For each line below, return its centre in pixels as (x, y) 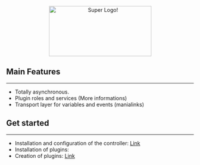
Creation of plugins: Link (45, 155)
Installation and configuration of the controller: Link (77, 143)
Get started (28, 123)
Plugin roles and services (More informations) (71, 98)
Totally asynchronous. (42, 92)
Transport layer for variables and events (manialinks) (79, 104)
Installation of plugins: (42, 150)
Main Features (33, 72)
